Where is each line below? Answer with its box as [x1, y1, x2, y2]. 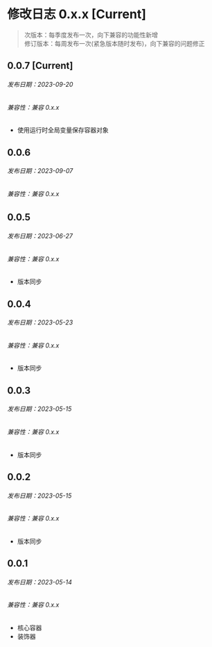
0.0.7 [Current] [7, 60, 73, 72]
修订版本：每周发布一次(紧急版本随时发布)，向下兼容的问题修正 [24, 39, 206, 47]
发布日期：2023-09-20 [7, 80, 73, 88]
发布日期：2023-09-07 [7, 167, 73, 175]
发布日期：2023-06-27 [7, 231, 73, 240]
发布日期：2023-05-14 [7, 578, 73, 586]
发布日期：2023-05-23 [7, 318, 73, 327]
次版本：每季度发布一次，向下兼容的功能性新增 [24, 31, 158, 39]
